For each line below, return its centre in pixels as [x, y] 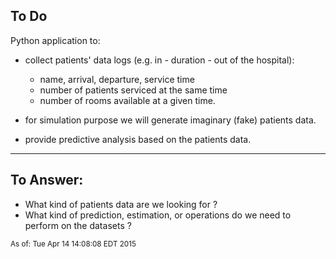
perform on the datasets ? [78, 225]
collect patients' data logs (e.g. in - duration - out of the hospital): [159, 60]
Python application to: [55, 40]
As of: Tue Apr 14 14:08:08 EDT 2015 [73, 244]
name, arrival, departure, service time [117, 79]
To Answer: [47, 180]
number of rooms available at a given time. [127, 100]
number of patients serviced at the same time [133, 90]
